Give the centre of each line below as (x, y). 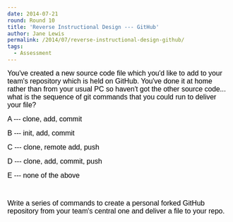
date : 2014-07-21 (33, 14)
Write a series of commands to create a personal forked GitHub (106, 203)
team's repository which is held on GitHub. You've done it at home (110, 81)
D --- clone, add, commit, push (55, 161)
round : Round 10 (31, 20)
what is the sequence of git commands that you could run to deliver (112, 97)
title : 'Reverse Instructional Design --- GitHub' (83, 27)
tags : (15, 47)
